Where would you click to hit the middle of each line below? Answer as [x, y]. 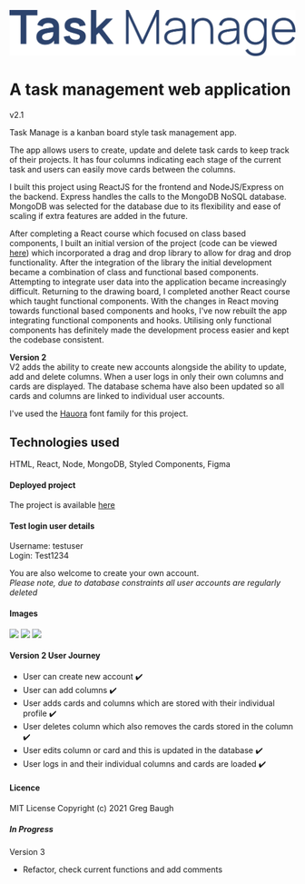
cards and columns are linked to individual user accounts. [117, 396]
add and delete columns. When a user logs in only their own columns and [147, 377]
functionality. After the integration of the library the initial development [141, 263]
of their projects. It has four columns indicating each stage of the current [145, 160]
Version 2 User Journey [55, 656]
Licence [25, 788]
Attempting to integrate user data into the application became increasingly [148, 282]
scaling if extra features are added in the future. [98, 216]
